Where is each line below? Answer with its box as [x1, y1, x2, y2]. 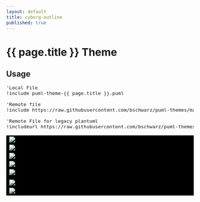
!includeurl [6, 124, 38, 130]
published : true [6, 20, 46, 26]
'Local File [6, 84, 38, 91]
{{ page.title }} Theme [6, 45, 117, 59]
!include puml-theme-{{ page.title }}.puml [6, 90, 124, 97]
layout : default [6, 8, 46, 15]
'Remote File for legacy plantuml [6, 118, 98, 125]
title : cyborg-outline [6, 14, 62, 20]
